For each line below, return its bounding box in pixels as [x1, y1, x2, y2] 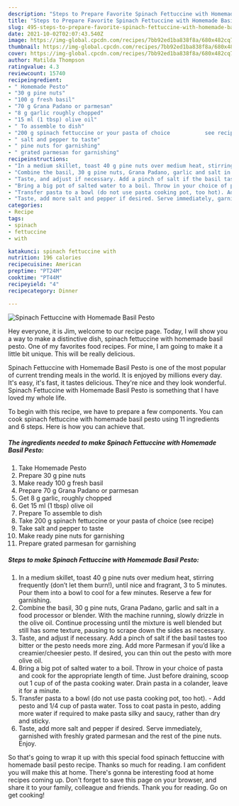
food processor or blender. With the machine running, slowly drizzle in [18, 611, 224, 620]
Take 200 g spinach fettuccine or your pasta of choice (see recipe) [18, 516, 214, 525]
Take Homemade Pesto [18, 464, 87, 472]
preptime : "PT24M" [8, 268, 62, 275]
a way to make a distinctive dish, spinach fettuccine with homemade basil [8, 334, 223, 343]
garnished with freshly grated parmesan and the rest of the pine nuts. [18, 732, 222, 741]
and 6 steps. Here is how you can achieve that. [8, 422, 145, 430]
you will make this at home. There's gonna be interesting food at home [8, 768, 214, 777]
